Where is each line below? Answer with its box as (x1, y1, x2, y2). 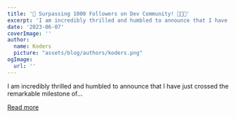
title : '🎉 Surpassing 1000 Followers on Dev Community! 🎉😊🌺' (7, 10, 190, 18)
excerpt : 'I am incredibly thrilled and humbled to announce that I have (7, 17, 228, 24)
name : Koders (13, 43, 52, 50)
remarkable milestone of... (7, 89, 83, 98)
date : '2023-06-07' (7, 23, 65, 30)
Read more (7, 103, 39, 111)
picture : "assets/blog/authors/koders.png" (13, 50, 143, 57)
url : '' (13, 63, 37, 70)
